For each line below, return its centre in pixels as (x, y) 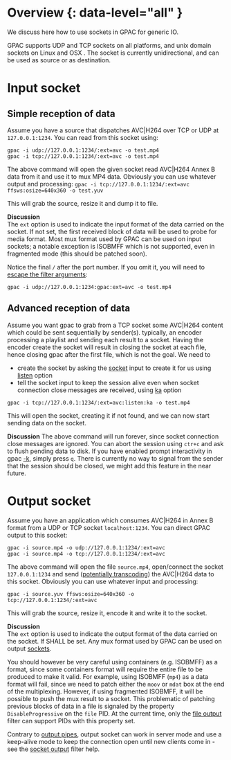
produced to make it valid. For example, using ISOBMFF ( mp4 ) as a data (108, 676)
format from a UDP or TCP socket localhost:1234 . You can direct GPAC (109, 527)
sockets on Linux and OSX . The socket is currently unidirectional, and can (113, 53)
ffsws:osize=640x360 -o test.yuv (55, 191)
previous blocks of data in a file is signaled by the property (91, 706)
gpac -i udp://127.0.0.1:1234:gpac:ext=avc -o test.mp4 (89, 287)
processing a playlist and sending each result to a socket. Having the (105, 339)
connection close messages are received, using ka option (99, 390)
